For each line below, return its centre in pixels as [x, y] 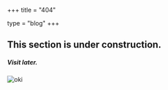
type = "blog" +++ [34, 23]
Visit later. [22, 62]
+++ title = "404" [32, 10]
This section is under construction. [84, 45]
